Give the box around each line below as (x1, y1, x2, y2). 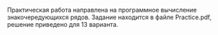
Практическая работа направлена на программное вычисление (7, 6, 197, 14)
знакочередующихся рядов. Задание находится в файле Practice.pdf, (7, 13, 212, 21)
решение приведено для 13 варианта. (7, 21, 119, 28)
